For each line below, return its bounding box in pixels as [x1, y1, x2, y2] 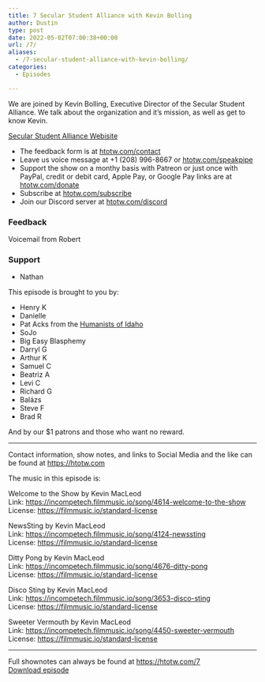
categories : [8, 63, 47, 71]
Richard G [19, 386, 53, 396]
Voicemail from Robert [8, 234, 81, 243]
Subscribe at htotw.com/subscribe [19, 188, 132, 198]
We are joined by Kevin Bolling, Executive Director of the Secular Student [8, 99, 245, 108]
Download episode [8, 665, 69, 675]
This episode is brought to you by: [8, 288, 120, 297]
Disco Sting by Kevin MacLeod [8, 586, 108, 595]
